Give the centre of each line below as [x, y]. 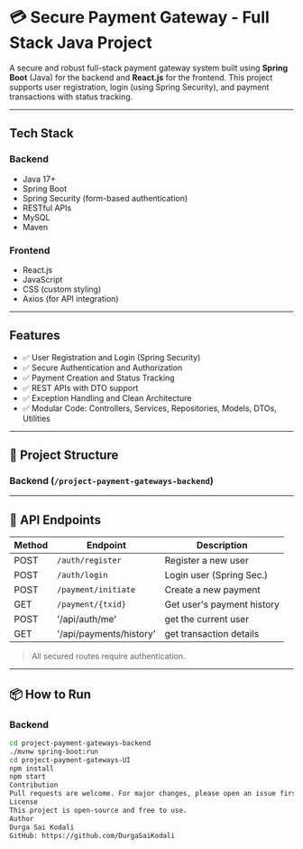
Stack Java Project [81, 43]
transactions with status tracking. [71, 97]
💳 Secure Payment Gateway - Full [140, 18]
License [24, 802]
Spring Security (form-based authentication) [105, 198]
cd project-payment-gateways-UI [70, 760]
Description [222, 546]
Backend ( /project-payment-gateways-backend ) [111, 481]
